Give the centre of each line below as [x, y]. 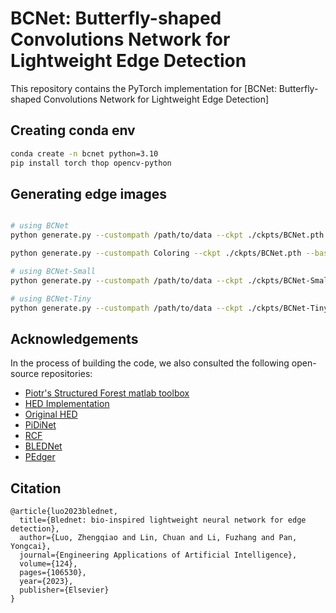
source [25, 374]
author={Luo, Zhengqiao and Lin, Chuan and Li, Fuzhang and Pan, [158, 538]
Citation [36, 488]
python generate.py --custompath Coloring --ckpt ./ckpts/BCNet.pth [156, 253]
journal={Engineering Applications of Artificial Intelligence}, [158, 555]
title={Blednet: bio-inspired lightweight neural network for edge [163, 520]
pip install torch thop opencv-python [91, 163]
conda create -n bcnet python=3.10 [84, 153]
